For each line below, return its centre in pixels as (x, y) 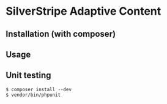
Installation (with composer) (61, 34)
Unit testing (28, 76)
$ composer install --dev (39, 89)
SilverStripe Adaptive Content (83, 11)
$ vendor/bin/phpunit (33, 95)
